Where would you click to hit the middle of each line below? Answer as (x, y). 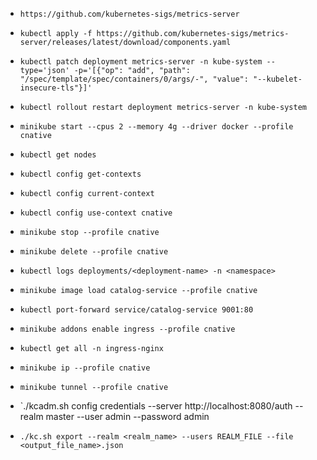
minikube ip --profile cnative (85, 368)
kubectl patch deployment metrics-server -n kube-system (141, 62)
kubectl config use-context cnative (96, 213)
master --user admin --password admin (127, 416)
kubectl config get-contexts (80, 174)
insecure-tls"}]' (56, 88)
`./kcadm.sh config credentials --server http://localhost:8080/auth (156, 406)
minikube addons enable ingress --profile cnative (127, 329)
